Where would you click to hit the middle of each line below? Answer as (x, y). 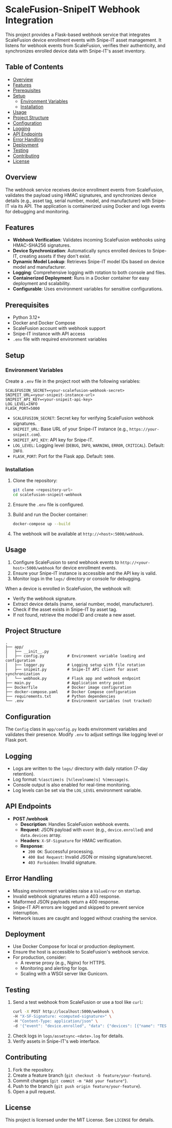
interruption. (26, 913)
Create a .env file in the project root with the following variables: (73, 381)
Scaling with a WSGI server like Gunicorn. (64, 974)
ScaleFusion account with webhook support (59, 328)
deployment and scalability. (41, 284)
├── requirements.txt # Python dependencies (60, 697)
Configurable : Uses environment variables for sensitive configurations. (88, 289)
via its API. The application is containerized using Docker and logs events (88, 206)
